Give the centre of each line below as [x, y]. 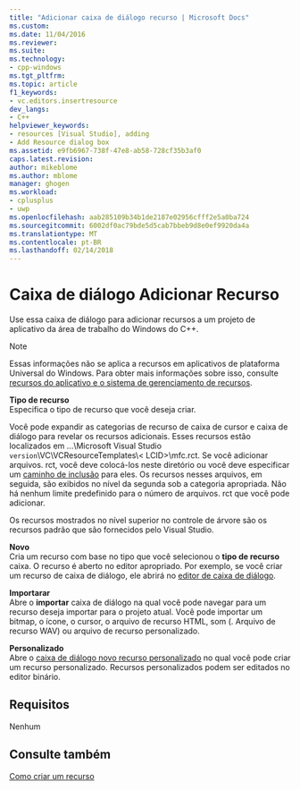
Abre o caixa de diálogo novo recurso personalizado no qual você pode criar [150, 658]
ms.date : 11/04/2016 [48, 34]
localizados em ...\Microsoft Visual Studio [86, 446]
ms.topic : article [43, 84]
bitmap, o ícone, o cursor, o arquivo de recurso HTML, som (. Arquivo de [142, 622]
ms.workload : [33, 192]
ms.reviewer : [33, 42]
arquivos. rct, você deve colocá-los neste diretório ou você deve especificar [150, 465]
